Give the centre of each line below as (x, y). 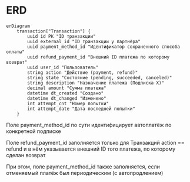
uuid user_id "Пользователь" (63, 67)
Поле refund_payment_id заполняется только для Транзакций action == (95, 142)
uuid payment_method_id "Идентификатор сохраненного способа (104, 47)
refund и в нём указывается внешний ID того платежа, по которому (91, 149)
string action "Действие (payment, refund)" (83, 72)
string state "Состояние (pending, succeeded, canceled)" (100, 77)
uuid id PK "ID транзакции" (61, 36)
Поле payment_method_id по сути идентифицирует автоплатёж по (89, 125)
